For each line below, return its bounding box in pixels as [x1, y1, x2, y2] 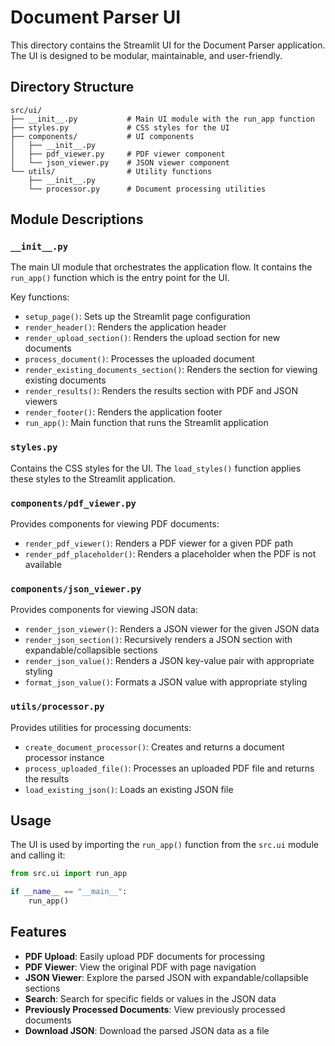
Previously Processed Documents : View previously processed [24, 1003, 286, 1015]
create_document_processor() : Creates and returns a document [24, 741, 285, 753]
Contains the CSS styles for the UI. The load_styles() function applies [10, 462, 302, 474]
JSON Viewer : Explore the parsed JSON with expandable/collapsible [24, 971, 309, 983]
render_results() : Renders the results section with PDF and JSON [24, 385, 298, 397]
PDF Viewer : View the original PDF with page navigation [24, 961, 257, 973]
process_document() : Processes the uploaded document [24, 353, 255, 365]
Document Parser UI [10, 6, 182, 29]
